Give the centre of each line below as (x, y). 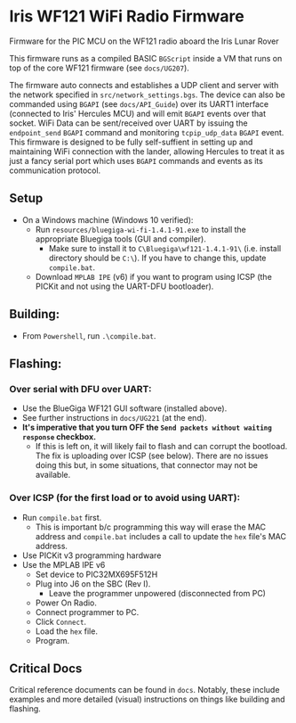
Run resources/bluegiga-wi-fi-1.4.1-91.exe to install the (140, 229)
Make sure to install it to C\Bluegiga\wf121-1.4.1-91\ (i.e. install (165, 248)
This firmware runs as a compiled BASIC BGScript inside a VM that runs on (146, 58)
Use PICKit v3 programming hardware (92, 555)
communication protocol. (55, 170)
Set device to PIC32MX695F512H (96, 574)
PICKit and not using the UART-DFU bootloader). (124, 286)
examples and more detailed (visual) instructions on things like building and (148, 699)
